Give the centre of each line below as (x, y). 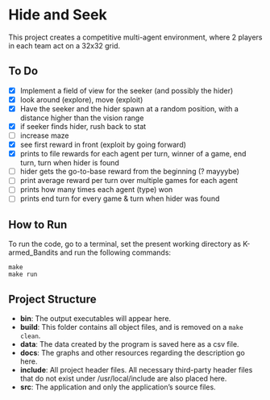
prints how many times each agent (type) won (96, 190)
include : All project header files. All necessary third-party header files (136, 370)
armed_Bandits (33, 252)
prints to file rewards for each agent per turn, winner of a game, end (133, 154)
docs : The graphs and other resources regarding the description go (133, 353)
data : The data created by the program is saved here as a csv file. (129, 344)
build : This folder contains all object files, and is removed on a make (131, 327)
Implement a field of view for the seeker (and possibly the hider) (127, 90)
